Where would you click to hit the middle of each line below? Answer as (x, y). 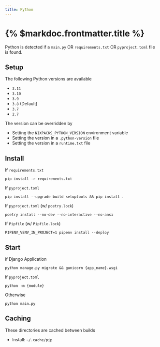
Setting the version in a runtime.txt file (51, 143)
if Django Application (26, 259)
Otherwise (15, 295)
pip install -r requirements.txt (39, 179)
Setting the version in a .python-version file (55, 138)
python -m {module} (25, 286)
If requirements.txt (24, 170)
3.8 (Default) (25, 104)
